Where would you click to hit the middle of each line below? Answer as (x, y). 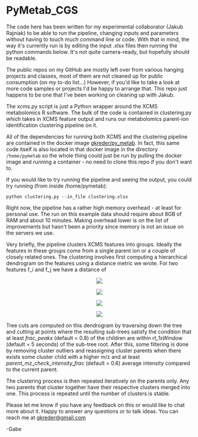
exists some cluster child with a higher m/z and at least (73, 356)
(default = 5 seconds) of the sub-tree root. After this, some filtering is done (98, 344)
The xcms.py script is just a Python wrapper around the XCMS (82, 106)
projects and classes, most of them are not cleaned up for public (85, 76)
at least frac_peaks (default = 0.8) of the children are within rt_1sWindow (94, 338)
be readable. (22, 58)
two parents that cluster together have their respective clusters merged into (98, 387)
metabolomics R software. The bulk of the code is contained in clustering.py (99, 113)
